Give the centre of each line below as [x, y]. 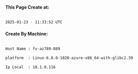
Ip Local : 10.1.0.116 [31, 67]
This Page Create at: [27, 7]
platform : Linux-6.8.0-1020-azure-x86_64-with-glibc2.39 [69, 58]
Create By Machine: [27, 33]
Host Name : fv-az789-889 [33, 49]
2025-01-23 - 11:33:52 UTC [34, 22]
